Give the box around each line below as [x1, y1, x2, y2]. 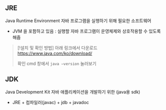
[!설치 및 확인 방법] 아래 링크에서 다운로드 [17, 44, 98, 51]
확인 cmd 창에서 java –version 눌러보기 [17, 60, 97, 66]
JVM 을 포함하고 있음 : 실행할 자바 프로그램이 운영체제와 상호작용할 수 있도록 [12, 28, 161, 34]
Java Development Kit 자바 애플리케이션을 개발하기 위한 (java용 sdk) [5, 89, 141, 95]
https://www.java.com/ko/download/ [17, 50, 92, 56]
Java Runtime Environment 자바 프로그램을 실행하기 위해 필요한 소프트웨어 [5, 17, 152, 24]
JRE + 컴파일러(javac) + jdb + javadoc [12, 99, 89, 105]
